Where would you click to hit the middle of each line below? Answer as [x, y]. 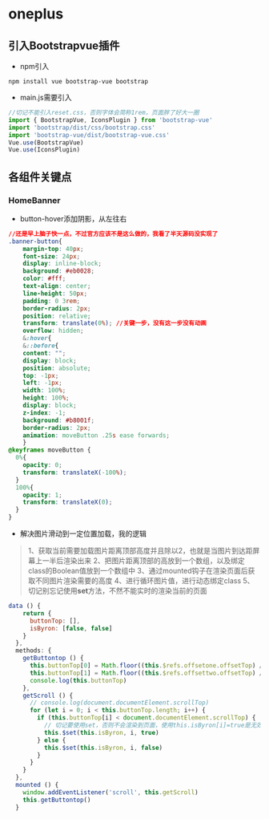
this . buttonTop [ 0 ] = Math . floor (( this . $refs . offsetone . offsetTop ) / [146, 666]
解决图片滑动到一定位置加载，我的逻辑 [83, 533]
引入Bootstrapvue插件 [64, 45]
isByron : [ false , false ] [71, 628]
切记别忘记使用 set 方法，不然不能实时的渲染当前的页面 [118, 591]
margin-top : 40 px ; [53, 249]
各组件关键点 [40, 177]
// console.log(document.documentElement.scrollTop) [119, 703]
